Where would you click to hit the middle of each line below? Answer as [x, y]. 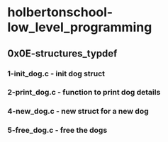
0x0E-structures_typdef [62, 53]
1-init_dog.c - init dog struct [56, 73]
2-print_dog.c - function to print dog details [84, 93]
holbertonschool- [60, 12]
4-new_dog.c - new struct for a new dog [78, 112]
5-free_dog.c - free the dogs [57, 130]
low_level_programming [80, 27]
